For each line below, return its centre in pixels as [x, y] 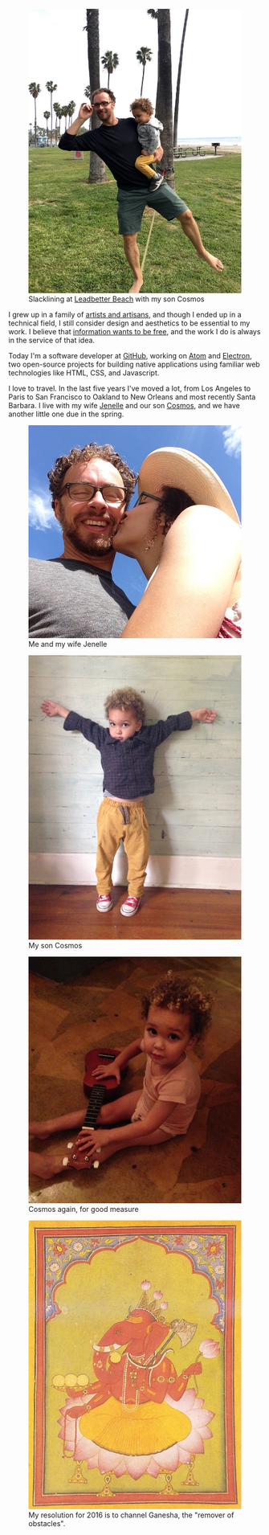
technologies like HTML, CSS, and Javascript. [84, 373]
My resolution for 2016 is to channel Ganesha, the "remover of [131, 1515]
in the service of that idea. [51, 340]
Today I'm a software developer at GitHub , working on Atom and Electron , [130, 356]
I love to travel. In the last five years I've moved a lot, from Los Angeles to [130, 389]
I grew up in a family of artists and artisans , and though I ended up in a [125, 315]
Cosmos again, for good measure [84, 1209]
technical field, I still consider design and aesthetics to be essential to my [129, 323]
